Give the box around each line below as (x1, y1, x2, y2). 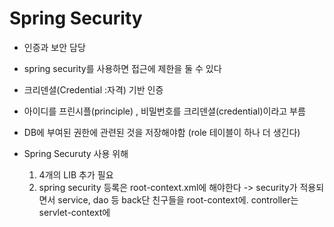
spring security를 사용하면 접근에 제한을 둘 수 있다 (23, 62, 222, 74)
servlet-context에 (38, 206, 111, 218)
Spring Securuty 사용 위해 (23, 147, 129, 159)
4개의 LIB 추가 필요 (38, 168, 114, 181)
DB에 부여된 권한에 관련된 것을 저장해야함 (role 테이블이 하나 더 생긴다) (23, 126, 301, 138)
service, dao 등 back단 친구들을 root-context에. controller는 (57, 193, 299, 206)
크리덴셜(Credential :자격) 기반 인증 (23, 83, 164, 96)
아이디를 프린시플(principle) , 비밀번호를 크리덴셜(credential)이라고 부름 (23, 105, 306, 117)
